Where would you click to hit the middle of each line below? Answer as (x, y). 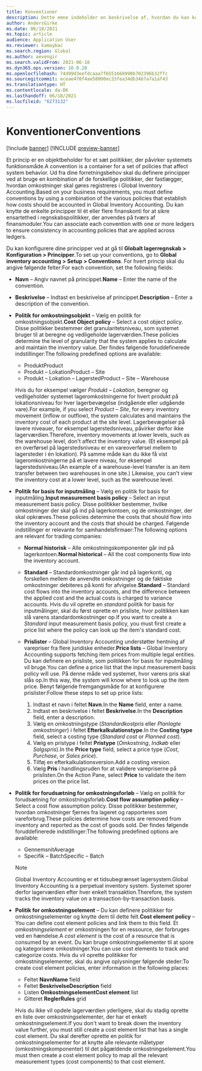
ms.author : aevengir (32, 57)
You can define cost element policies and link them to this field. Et (96, 923)
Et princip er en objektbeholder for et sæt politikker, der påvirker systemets (99, 160)
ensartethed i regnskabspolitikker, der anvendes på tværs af (81, 217)
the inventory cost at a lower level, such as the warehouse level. (94, 479)
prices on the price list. (61, 781)
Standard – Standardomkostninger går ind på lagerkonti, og (98, 572)
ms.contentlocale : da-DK (37, 90)
